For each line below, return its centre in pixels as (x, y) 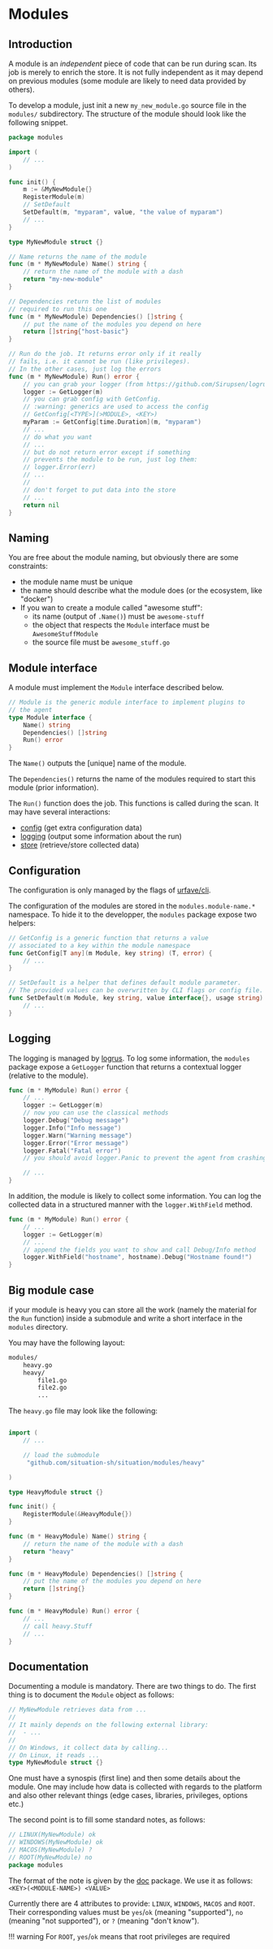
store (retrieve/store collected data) (80, 845)
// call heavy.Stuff (58, 1626)
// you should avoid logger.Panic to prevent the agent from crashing (145, 1158)
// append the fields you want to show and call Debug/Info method (139, 1250)
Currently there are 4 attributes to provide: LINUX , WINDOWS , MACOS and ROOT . (132, 1903)
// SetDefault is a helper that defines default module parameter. (125, 983)
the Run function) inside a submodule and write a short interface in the (126, 1318)
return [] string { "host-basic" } (76, 332)
